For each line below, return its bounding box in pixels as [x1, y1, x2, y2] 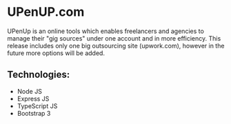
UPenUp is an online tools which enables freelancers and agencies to [7, 27, 205, 35]
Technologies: [7, 69, 70, 81]
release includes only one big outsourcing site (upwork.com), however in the [7, 41, 225, 50]
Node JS [17, 87, 43, 95]
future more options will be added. [7, 49, 106, 57]
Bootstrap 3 [17, 109, 51, 117]
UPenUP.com [7, 4, 85, 20]
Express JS [17, 94, 50, 103]
